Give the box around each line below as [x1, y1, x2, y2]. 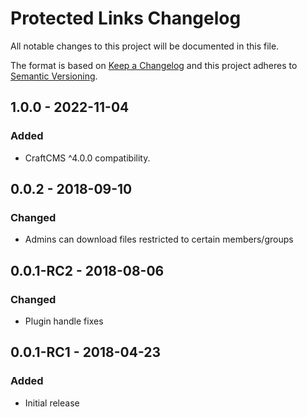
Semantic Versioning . [10, 70, 98, 82]
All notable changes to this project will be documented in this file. [10, 40, 280, 52]
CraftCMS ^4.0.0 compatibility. [24, 152, 151, 164]
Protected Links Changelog [10, 7, 242, 30]
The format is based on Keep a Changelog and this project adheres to [10, 59, 298, 71]
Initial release [24, 397, 80, 409]
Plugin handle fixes [24, 315, 104, 327]
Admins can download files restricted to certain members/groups [24, 233, 294, 246]
